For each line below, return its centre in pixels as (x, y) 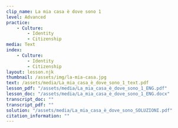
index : (14, 50)
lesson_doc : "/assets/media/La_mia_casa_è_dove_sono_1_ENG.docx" (88, 94)
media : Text (21, 45)
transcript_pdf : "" (30, 105)
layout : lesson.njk (30, 72)
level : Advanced (26, 17)
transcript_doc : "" (30, 99)
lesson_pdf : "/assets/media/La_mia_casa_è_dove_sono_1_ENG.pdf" (87, 88)
